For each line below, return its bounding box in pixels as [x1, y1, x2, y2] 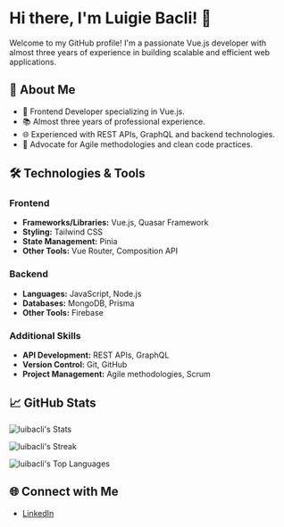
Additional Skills [9, 329, 82, 342]
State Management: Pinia [21, 236, 118, 247]
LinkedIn [21, 507, 54, 518]
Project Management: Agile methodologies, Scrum [21, 369, 212, 380]
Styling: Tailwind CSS [21, 226, 104, 237]
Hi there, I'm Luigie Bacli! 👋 [9, 8, 212, 29]
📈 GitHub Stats [9, 396, 96, 411]
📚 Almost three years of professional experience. [21, 116, 205, 127]
